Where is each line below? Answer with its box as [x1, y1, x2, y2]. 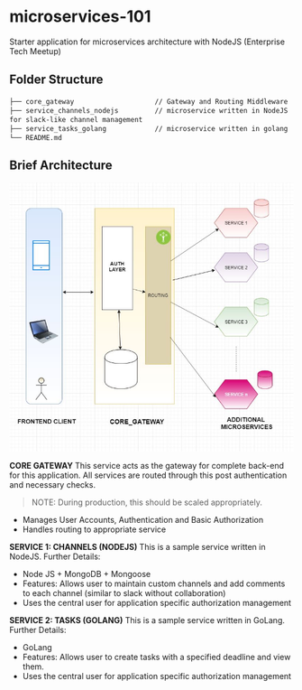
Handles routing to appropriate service [22, 524, 167, 535]
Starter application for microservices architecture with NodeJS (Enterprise [9, 36, 286, 47]
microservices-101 [9, 6, 151, 27]
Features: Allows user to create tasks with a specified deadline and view [22, 651, 291, 662]
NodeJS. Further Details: [9, 551, 101, 562]
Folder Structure [9, 72, 104, 88]
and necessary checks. [9, 479, 96, 490]
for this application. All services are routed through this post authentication [9, 470, 288, 480]
